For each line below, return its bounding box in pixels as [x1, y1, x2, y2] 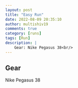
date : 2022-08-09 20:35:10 [5, 17, 62, 22]
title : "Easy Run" [5, 12, 44, 17]
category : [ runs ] [5, 31, 42, 36]
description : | [5, 40, 37, 46]
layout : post [5, 7, 33, 13]
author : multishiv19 [5, 21, 49, 27]
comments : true [5, 26, 37, 31]
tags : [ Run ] [5, 36, 30, 41]
